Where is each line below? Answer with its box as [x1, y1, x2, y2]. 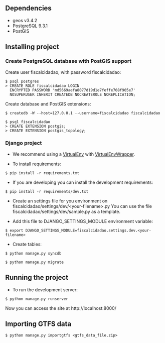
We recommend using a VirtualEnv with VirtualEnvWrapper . [12, 151, 135, 157]
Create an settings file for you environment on [12, 198, 108, 204]
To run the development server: [12, 286, 78, 293]
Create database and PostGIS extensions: [5, 100, 91, 107]
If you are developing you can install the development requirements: [12, 179, 153, 185]
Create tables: [12, 241, 42, 247]
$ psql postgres [5, 79, 39, 84]
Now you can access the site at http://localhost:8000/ [5, 305, 117, 311]
